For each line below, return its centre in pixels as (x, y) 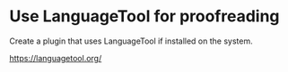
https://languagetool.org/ (56, 58)
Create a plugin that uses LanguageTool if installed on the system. (131, 41)
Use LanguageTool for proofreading (144, 16)
